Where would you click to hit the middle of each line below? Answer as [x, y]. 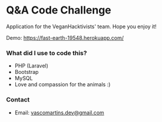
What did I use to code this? [47, 53]
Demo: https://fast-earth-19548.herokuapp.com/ [65, 38]
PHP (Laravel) [32, 66]
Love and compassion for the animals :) [62, 84]
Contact [18, 100]
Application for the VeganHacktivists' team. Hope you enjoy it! [82, 26]
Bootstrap [27, 72]
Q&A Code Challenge [59, 10]
